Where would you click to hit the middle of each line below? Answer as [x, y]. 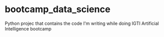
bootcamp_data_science [58, 9]
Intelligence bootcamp [28, 28]
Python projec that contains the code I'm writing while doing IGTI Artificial [82, 23]
